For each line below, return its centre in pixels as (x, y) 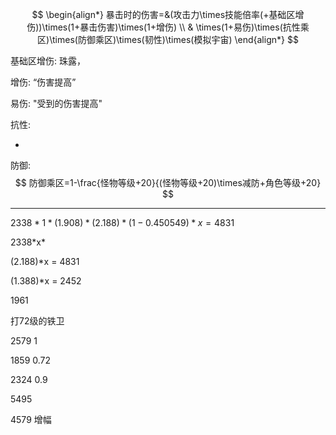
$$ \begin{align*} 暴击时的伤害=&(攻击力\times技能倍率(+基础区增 (168, 14)
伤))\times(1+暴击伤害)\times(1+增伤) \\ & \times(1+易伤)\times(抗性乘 (168, 27)
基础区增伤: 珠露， (48, 61)
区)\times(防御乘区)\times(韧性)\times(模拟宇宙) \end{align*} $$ (168, 39)
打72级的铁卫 (37, 321)
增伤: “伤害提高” (43, 82)
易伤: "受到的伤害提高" (56, 103)
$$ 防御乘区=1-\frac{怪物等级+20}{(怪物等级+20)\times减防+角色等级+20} (168, 182)
